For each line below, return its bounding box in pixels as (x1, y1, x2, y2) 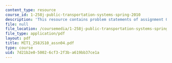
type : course (5, 45, 33, 50)
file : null (5, 21, 29, 27)
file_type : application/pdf (5, 31, 66, 36)
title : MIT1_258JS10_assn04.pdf (5, 41, 74, 46)
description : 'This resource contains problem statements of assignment (5, 17, 164, 22)
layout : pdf (5, 36, 31, 41)
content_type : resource (5, 7, 56, 13)
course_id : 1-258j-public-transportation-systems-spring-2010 (5, 12, 141, 17)
